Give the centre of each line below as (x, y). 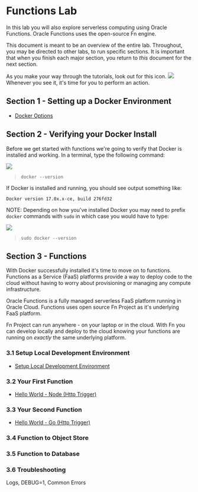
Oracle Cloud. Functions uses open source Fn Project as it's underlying (92, 307)
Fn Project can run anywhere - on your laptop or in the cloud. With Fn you (96, 325)
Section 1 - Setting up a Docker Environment (89, 101)
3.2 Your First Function (40, 381)
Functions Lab (42, 11)
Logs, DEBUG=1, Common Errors (46, 483)
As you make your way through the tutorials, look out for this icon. (86, 76)
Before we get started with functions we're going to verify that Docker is (94, 148)
